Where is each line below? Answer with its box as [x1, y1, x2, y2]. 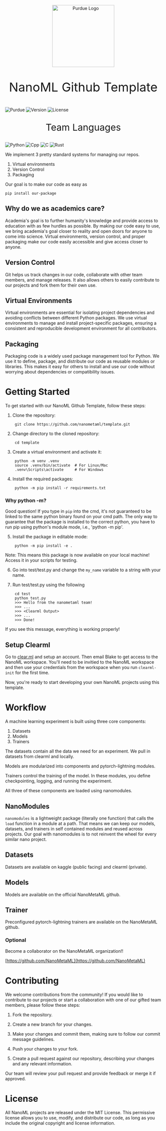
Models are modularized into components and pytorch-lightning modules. [5, 763, 156, 769]
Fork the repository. [12, 1011, 53, 1018]
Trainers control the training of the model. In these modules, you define [5, 773, 151, 779]
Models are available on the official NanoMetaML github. [5, 892, 120, 898]
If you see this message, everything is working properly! [5, 626, 120, 632]
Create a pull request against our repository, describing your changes [12, 1056, 155, 1061]
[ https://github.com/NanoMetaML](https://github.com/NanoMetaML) [5, 958, 146, 964]
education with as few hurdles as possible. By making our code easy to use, [5, 223, 160, 228]
